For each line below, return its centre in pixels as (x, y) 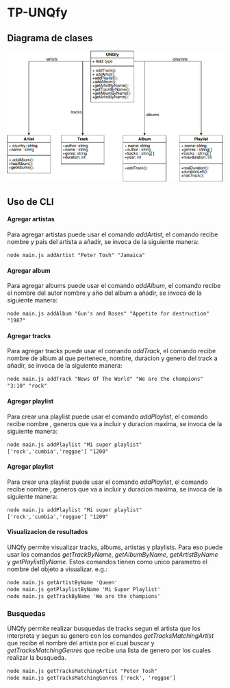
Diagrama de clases (50, 38)
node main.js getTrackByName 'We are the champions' (84, 597)
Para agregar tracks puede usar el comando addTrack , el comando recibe (112, 351)
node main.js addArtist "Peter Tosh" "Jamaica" (76, 256)
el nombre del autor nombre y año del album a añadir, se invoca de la (104, 293)
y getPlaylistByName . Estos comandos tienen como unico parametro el (107, 562)
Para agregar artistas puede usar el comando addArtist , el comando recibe (113, 234)
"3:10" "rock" (27, 386)
